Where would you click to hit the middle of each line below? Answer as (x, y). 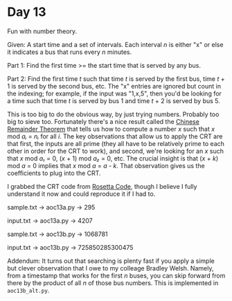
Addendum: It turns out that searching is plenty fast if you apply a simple (111, 261)
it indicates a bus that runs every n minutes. (70, 52)
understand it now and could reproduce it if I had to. (81, 194)
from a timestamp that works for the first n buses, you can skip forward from (116, 275)
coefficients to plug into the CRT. (54, 173)
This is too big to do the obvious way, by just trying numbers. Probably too (113, 114)
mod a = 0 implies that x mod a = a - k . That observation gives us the (106, 165)
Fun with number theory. (42, 31)
